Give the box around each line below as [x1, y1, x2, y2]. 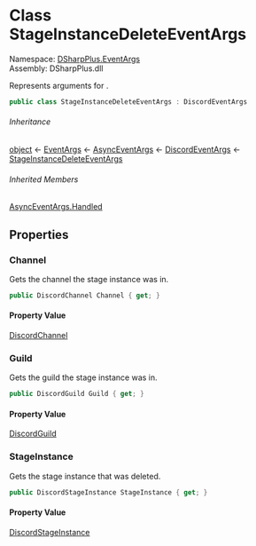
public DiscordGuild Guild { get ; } [9, 390, 144, 399]
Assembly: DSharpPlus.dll [9, 63, 104, 74]
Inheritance [9, 116, 51, 127]
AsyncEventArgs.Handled [9, 202, 104, 212]
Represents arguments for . [9, 80, 109, 91]
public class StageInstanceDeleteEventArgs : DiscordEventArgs [9, 97, 248, 107]
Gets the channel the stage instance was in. [9, 273, 169, 284]
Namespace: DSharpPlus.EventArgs [9, 53, 140, 64]
